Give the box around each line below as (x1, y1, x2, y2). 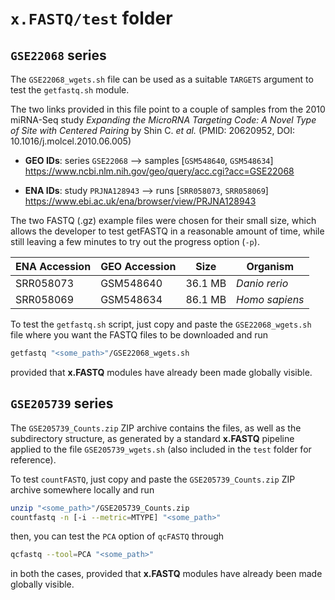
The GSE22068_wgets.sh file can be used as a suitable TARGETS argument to (10, 73, 314, 85)
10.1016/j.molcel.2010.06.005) (10, 135, 132, 147)
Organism (246, 260, 295, 273)
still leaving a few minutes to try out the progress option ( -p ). (10, 236, 260, 247)
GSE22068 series (10, 47, 107, 64)
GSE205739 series (10, 395, 114, 412)
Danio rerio (236, 277, 289, 290)
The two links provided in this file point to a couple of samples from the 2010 (10, 103, 326, 115)
